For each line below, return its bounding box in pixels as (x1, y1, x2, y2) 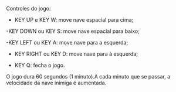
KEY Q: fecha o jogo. (14, 62, 65, 69)
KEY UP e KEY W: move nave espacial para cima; (14, 16, 134, 23)
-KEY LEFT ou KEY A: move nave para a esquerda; (6, 39, 128, 46)
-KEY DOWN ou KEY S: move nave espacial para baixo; (6, 28, 140, 35)
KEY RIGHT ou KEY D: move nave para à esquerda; (14, 50, 138, 57)
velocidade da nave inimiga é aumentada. (6, 79, 107, 86)
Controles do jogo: (6, 5, 51, 12)
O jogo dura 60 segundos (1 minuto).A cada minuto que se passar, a (6, 73, 171, 80)
